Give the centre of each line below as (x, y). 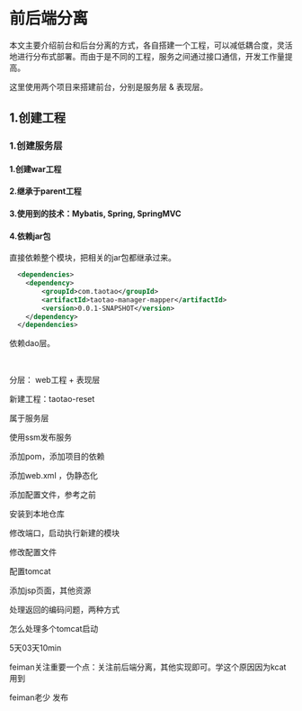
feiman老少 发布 (39, 697)
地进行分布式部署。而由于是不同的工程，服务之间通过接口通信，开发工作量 (147, 56)
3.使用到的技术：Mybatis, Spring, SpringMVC (95, 214)
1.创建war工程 (36, 169)
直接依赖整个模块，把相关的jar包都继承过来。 (93, 258)
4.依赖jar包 (30, 236)
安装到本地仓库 (37, 514)
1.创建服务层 (36, 146)
